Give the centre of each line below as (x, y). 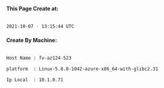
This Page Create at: (32, 8)
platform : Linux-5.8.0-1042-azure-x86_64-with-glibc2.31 (82, 69)
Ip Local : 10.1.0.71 (35, 80)
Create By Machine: (32, 40)
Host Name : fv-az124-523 (39, 58)
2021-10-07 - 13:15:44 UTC (40, 27)
